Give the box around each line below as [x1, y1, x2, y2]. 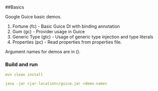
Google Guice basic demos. [5, 14, 62, 19]
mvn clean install [5, 72, 43, 77]
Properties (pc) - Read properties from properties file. [12, 39, 122, 45]
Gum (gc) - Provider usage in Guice [12, 29, 85, 34]
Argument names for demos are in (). [5, 49, 81, 54]
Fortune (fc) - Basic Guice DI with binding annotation [12, 23, 120, 29]
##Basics [5, 4, 24, 10]
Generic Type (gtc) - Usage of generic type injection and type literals [12, 34, 154, 40]
